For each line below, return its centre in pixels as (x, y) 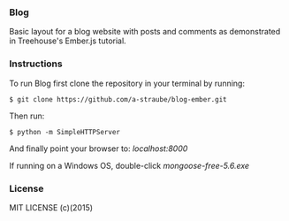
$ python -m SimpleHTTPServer (65, 132)
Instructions (36, 64)
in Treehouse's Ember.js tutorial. (68, 41)
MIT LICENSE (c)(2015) (51, 207)
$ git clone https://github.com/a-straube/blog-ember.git (118, 99)
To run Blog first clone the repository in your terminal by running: (127, 83)
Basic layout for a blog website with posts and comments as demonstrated (145, 32)
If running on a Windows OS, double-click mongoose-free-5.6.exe (129, 165)
